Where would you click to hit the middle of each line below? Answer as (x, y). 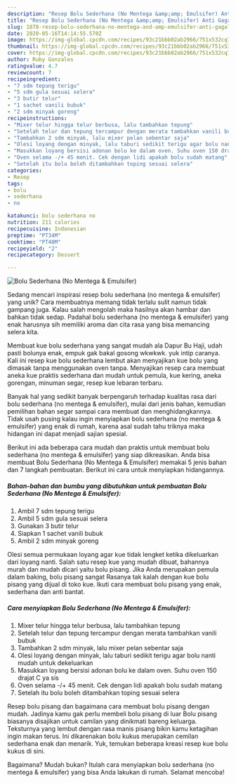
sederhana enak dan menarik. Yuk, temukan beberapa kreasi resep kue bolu (118, 744)
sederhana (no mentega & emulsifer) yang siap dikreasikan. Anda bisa (109, 455)
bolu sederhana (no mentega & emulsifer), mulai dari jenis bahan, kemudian (117, 404)
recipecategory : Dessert (44, 255)
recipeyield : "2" (33, 249)
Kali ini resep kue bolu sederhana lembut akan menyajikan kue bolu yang (113, 361)
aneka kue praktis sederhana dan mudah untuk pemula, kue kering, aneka (114, 376)
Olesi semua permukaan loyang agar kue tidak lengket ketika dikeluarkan (113, 555)
